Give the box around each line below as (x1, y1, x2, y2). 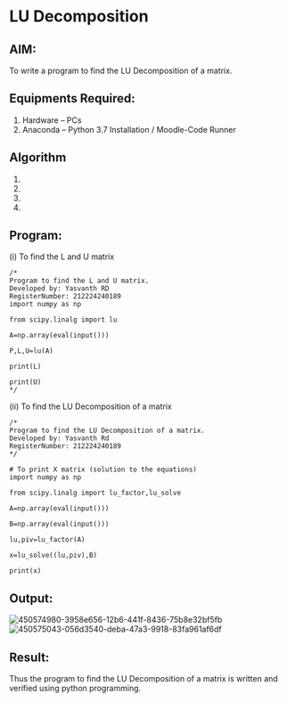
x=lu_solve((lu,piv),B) (9, 551, 98, 560)
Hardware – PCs (21, 114, 82, 126)
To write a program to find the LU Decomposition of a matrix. (9, 65, 233, 76)
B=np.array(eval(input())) (9, 519, 110, 529)
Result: (9, 649, 50, 665)
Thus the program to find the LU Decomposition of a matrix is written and (9, 673, 278, 684)
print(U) (9, 378, 42, 387)
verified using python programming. (9, 683, 142, 694)
